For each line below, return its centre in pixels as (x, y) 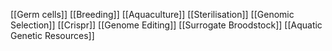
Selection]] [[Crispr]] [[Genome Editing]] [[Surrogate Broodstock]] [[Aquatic (166, 25)
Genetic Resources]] (52, 35)
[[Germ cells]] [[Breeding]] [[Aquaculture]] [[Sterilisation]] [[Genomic (152, 14)
